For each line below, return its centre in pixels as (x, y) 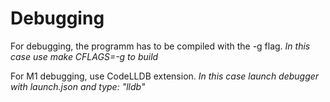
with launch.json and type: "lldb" (78, 86)
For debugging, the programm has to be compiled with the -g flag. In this (160, 46)
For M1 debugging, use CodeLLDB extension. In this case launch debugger (165, 76)
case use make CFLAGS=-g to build (84, 56)
